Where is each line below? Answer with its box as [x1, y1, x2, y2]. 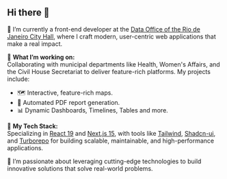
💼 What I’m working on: [7, 53, 75, 61]
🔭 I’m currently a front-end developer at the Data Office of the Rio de [7, 25, 200, 33]
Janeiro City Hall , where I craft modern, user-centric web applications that [7, 32, 217, 40]
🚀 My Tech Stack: [7, 121, 58, 130]
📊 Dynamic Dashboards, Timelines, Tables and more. [16, 106, 169, 114]
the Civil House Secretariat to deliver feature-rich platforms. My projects [7, 67, 211, 75]
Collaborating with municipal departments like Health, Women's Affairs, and [7, 60, 220, 69]
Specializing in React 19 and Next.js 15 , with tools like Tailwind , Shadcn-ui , [7, 129, 216, 137]
